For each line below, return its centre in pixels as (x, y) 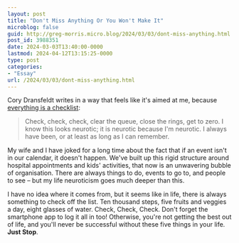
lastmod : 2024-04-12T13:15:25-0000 (60, 54)
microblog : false (33, 27)
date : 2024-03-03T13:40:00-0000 (55, 47)
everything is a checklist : (44, 108)
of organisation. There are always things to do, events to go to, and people (117, 173)
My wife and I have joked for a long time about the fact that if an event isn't (117, 151)
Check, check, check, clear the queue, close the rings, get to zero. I (124, 121)
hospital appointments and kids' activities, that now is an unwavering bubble (119, 166)
